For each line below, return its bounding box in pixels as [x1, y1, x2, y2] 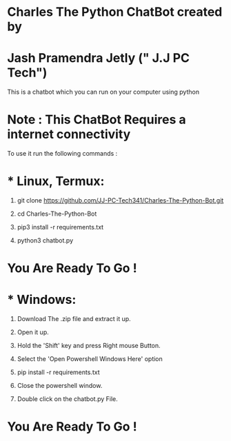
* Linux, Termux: [7, 174, 105, 189]
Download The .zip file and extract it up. [17, 315, 131, 323]
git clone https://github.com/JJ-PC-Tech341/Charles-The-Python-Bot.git [17, 196, 224, 204]
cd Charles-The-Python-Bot [17, 209, 97, 218]
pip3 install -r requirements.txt [17, 223, 104, 231]
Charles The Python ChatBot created [7, 4, 223, 20]
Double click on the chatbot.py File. [17, 395, 119, 403]
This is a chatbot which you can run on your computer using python [7, 88, 200, 96]
